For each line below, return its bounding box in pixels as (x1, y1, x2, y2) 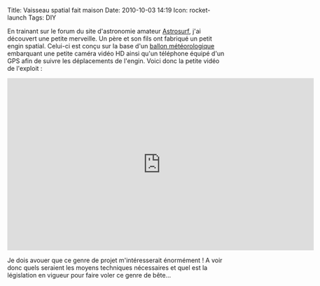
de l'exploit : (7, 64, 43, 72)
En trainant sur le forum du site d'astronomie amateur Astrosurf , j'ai (7, 27, 201, 35)
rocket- (188, 6, 211, 14)
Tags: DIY (28, 13, 57, 22)
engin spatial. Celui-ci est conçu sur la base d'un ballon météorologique (7, 42, 215, 50)
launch (7, 13, 27, 22)
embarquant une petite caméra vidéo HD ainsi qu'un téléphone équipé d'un (7, 49, 225, 57)
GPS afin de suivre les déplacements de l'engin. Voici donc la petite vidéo (7, 57, 220, 65)
